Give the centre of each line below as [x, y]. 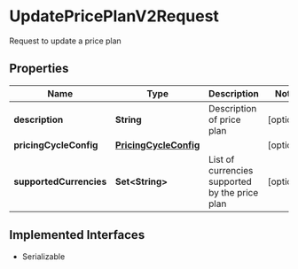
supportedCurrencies [60, 181]
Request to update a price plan [65, 41]
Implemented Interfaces [77, 235]
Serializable [43, 256]
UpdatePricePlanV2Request [114, 16]
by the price [233, 192]
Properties [39, 69]
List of [221, 159]
